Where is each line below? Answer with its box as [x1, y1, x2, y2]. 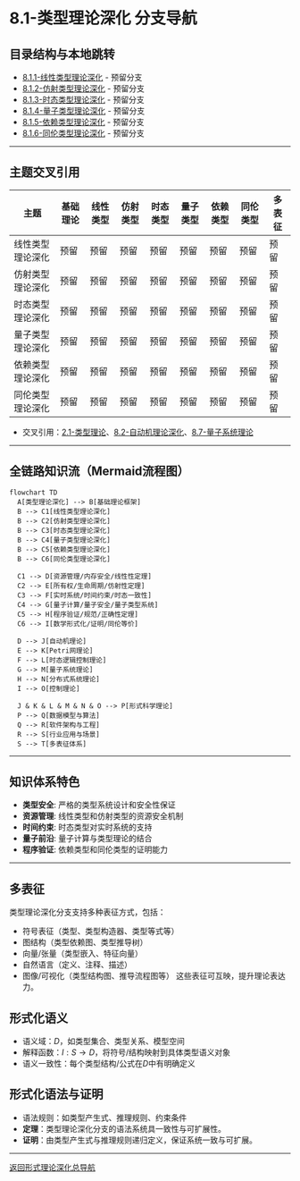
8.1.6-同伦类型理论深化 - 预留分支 [21, 128, 145, 139]
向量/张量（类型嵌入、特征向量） [21, 949, 143, 959]
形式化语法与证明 [9, 1087, 104, 1102]
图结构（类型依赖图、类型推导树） [21, 937, 148, 948]
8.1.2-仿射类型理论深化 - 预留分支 [21, 83, 145, 94]
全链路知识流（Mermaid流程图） [9, 464, 190, 479]
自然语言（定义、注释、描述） [21, 959, 132, 970]
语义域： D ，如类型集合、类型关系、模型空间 [21, 1036, 185, 1047]
